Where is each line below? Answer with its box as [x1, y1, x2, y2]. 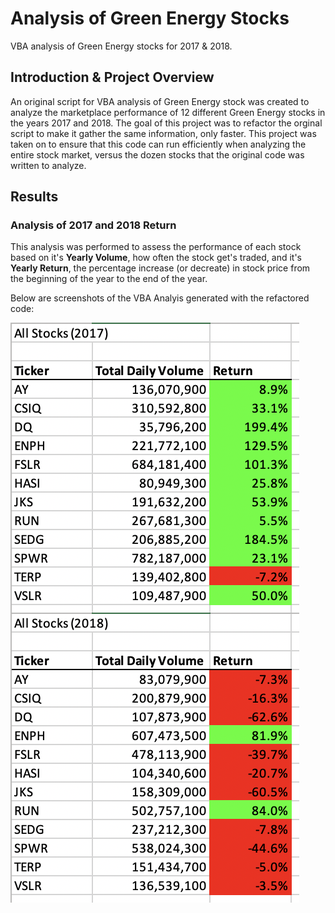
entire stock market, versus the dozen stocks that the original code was [10, 148, 305, 161]
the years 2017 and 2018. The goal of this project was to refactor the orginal [10, 117, 323, 129]
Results [10, 188, 59, 206]
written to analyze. [10, 159, 87, 171]
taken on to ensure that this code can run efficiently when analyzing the [10, 138, 307, 150]
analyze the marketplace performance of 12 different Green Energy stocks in [10, 106, 326, 118]
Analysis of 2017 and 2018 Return [10, 218, 177, 232]
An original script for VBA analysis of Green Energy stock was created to [10, 95, 310, 107]
